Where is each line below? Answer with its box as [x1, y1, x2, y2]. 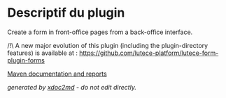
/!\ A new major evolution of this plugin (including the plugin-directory [7, 41, 209, 49]
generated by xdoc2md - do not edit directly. [7, 83, 136, 91]
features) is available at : [7, 49, 78, 57]
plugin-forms [7, 56, 45, 64]
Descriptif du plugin [7, 5, 125, 21]
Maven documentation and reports [7, 70, 107, 78]
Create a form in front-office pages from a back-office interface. [7, 28, 193, 36]
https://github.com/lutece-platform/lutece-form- [79, 49, 219, 57]
